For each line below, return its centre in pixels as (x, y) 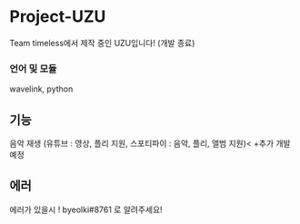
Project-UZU (58, 17)
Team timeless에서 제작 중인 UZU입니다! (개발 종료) (102, 43)
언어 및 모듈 (33, 68)
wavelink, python (41, 89)
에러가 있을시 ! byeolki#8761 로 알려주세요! (86, 209)
